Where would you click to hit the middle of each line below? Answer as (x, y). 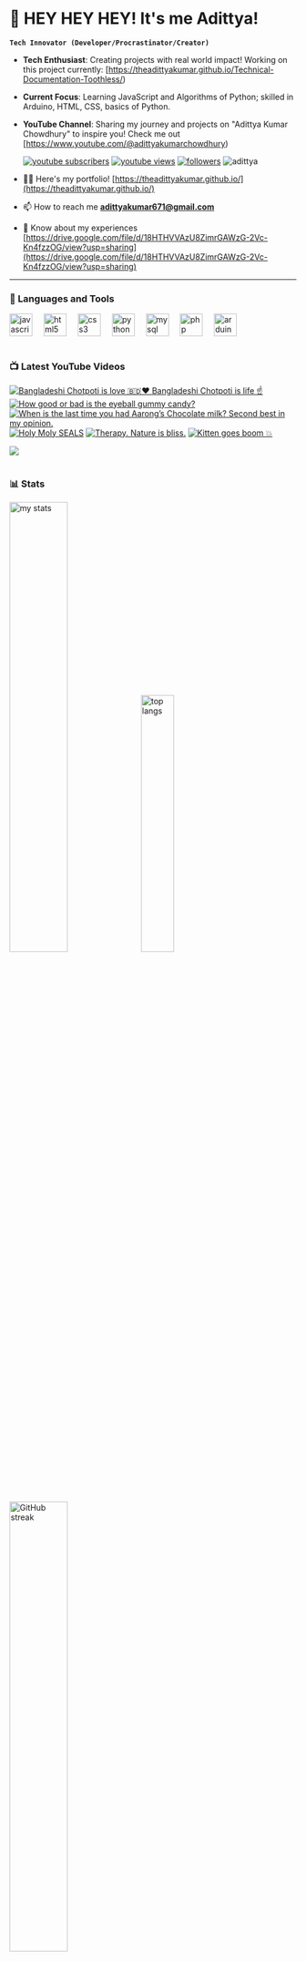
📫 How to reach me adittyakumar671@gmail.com (118, 206)
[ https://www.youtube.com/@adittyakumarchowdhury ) (126, 143)
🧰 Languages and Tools (62, 298)
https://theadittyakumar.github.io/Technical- (191, 69)
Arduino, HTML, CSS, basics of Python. (97, 106)
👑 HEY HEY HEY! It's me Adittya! (134, 19)
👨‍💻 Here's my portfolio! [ (69, 179)
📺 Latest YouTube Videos (67, 366)
